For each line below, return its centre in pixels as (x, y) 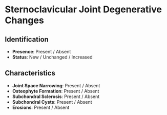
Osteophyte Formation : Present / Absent (56, 91)
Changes (24, 20)
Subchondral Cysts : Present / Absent (52, 102)
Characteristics (30, 73)
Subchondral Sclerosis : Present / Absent (56, 97)
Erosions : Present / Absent (41, 107)
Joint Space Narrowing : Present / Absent (56, 85)
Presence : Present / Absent (41, 52)
